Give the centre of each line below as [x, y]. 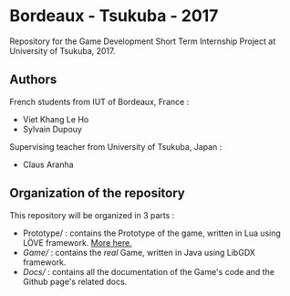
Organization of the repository [97, 193]
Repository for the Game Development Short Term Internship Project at [143, 41]
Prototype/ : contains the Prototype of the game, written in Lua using [151, 233]
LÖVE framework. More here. [77, 242]
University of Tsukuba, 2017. [62, 50]
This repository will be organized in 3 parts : [92, 215]
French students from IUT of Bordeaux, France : [99, 101]
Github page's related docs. [75, 281]
